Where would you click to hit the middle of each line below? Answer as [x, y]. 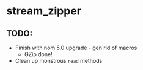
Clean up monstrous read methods [59, 61]
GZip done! [38, 54]
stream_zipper [44, 11]
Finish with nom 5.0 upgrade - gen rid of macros [76, 48]
